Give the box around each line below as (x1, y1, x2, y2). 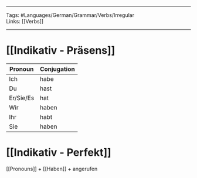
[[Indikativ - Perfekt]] (6, 146, 111, 159)
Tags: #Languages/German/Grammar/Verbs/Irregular (6, 12, 135, 18)
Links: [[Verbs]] (6, 18, 44, 25)
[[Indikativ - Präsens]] (6, 44, 116, 57)
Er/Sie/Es (9, 94, 35, 102)
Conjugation (40, 65, 75, 73)
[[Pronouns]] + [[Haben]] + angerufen (6, 165, 98, 172)
